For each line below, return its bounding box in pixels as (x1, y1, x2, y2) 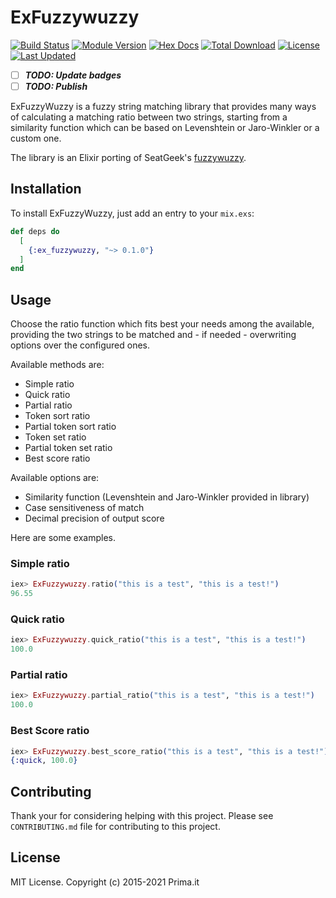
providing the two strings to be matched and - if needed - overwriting (10, 329, 297, 341)
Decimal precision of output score (24, 512, 165, 525)
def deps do (10, 226, 60, 236)
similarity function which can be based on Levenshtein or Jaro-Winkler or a (10, 122, 320, 134)
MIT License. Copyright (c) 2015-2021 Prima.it (10, 876, 200, 888)
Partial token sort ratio (24, 421, 117, 433)
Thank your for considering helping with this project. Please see (10, 810, 274, 822)
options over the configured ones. (10, 339, 151, 351)
